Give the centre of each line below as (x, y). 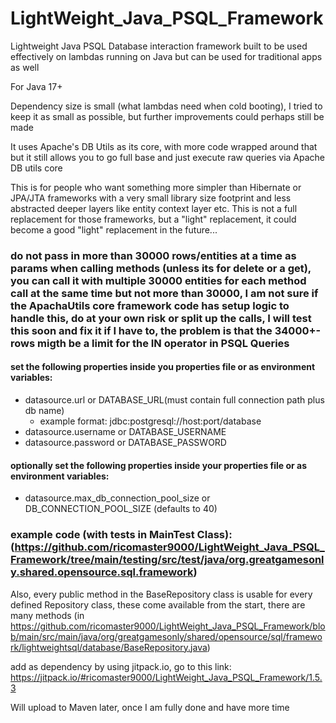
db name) (44, 411)
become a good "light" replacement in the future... (114, 229)
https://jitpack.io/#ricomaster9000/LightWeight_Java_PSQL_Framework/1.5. (166, 677)
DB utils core (36, 168)
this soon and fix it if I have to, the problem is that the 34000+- (166, 330)
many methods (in (47, 615)
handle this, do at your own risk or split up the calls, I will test (161, 318)
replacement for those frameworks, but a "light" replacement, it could (153, 219)
